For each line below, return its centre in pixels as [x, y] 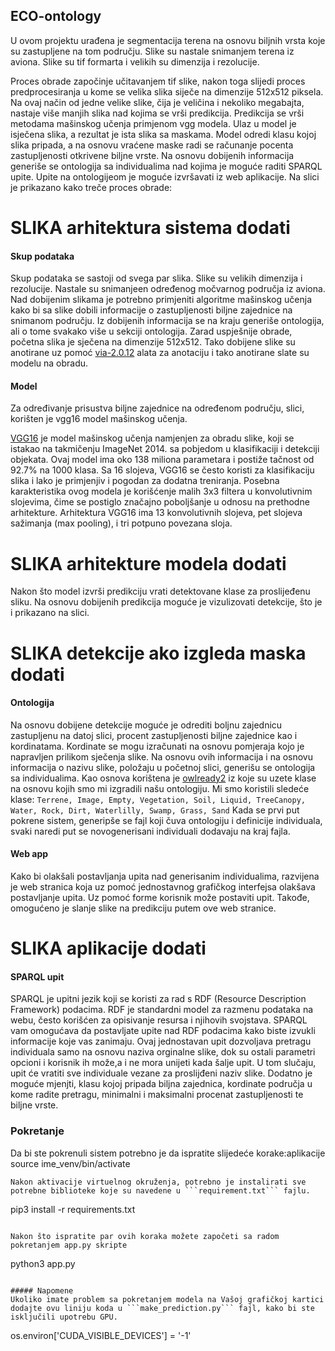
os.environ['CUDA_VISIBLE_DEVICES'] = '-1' [101, 1335]
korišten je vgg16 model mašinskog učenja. [99, 419]
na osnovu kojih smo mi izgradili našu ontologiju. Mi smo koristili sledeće [160, 788]
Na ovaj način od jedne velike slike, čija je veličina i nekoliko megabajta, [157, 102]
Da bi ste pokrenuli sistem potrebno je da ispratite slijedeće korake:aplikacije [168, 1153]
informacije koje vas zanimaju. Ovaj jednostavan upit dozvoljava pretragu [161, 1041]
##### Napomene [42, 1290]
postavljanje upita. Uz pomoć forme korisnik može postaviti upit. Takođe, [160, 897]
